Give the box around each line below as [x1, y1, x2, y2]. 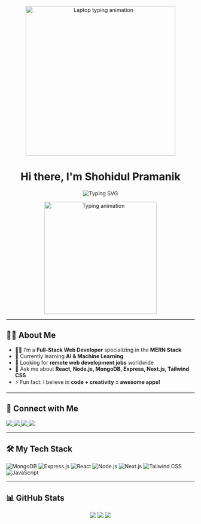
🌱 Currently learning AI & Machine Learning [14, 352, 124, 359]
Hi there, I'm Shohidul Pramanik [20, 170, 181, 184]
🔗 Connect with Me [6, 404, 79, 414]
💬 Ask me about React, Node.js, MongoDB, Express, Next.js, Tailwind [14, 365, 190, 372]
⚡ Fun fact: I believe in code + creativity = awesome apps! [14, 378, 160, 386]
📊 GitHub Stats [6, 493, 65, 503]
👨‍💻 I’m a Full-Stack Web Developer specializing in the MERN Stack [14, 346, 182, 353]
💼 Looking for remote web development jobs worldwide [14, 359, 154, 366]
